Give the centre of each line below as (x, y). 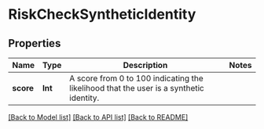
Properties (35, 43)
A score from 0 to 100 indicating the (137, 78)
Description (145, 65)
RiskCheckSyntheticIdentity (102, 14)
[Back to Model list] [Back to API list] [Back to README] (98, 117)
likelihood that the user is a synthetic (137, 88)
